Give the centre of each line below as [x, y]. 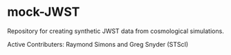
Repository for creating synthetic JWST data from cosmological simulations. [116, 31]
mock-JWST [44, 12]
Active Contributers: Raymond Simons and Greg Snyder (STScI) [98, 44]
